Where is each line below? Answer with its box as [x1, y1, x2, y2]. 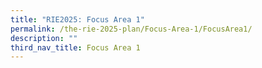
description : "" [10, 33, 78, 43]
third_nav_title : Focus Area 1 [10, 42, 141, 53]
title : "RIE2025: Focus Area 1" [10, 14, 145, 25]
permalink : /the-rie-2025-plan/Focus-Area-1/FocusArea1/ [10, 24, 253, 34]
